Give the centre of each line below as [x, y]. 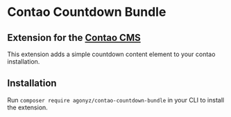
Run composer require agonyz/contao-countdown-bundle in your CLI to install [115, 100]
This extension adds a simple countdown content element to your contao [111, 54]
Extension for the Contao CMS [74, 38]
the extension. [28, 107]
